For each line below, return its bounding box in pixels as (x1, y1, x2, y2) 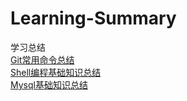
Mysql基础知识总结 (10, 78, 88, 91)
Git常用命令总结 (10, 53, 75, 66)
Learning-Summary (10, 7, 177, 30)
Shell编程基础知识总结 (10, 66, 102, 78)
